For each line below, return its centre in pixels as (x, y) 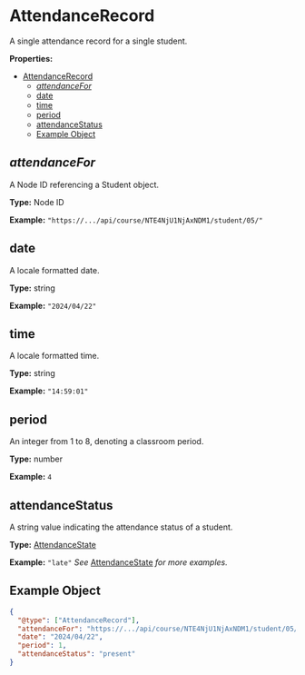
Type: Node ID (37, 202)
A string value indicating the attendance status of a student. (121, 527)
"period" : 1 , (42, 646)
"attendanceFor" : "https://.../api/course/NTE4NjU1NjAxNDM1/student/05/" (160, 629)
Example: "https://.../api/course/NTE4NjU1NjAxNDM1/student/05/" (136, 220)
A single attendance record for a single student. (98, 41)
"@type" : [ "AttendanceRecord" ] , (79, 620)
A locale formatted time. (54, 356)
